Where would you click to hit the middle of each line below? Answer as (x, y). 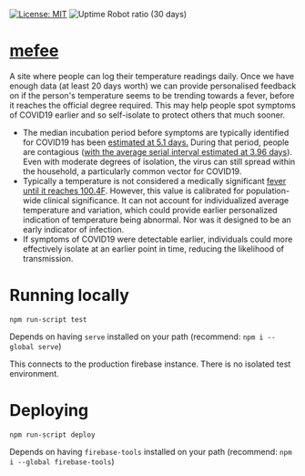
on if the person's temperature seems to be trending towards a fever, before (152, 95)
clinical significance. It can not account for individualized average (166, 200)
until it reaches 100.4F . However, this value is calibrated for (133, 191)
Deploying (49, 411)
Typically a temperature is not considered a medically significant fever (154, 181)
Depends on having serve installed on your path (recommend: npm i (137, 336)
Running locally (70, 295)
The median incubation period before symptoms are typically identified (156, 132)
